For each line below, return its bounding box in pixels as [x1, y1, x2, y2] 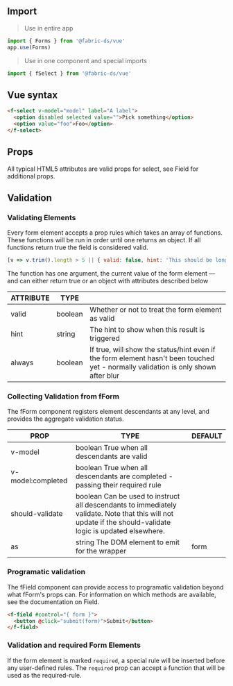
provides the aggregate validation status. [7, 415, 124, 423]
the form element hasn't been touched [89, 353, 215, 363]
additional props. [7, 171, 55, 180]
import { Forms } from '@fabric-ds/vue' [7, 37, 126, 44]
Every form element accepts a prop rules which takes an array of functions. [7, 228, 223, 237]
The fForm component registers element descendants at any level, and [7, 408, 210, 416]
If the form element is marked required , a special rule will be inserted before [7, 656, 225, 664]
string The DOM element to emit [75, 537, 180, 547]
